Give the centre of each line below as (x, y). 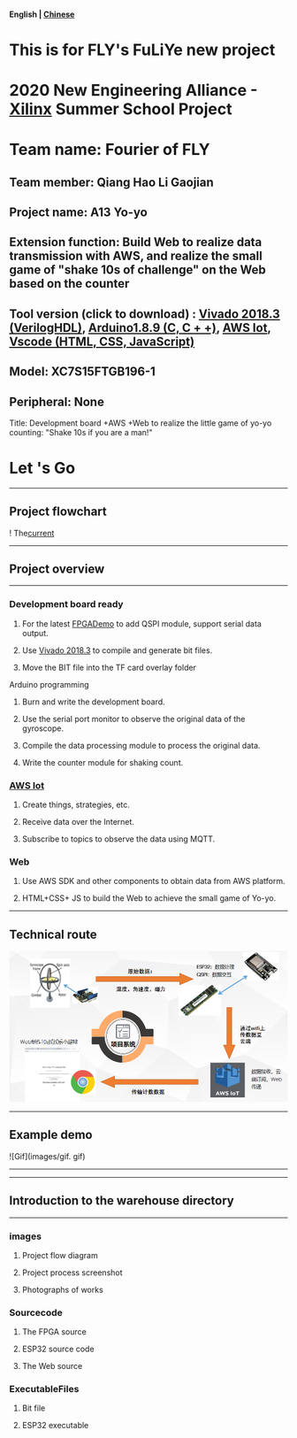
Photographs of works (62, 1289)
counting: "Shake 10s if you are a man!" (81, 432)
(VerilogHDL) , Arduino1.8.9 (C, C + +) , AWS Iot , (140, 328)
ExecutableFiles (44, 1389)
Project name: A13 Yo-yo (78, 212)
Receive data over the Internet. (78, 822)
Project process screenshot (72, 1273)
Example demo (51, 1135)
